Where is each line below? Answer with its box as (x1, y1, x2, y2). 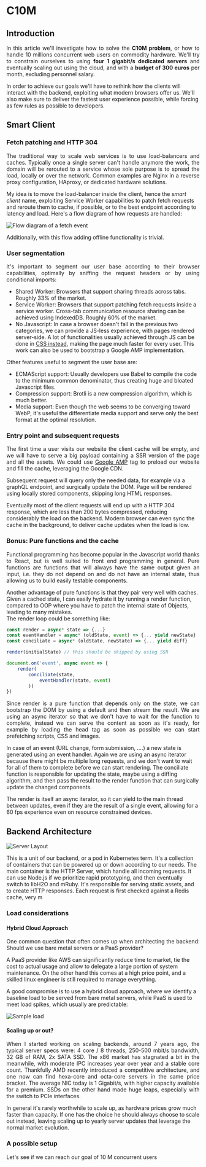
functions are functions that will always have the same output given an (6, 563, 200, 571)
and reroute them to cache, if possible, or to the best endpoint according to (6, 203, 197, 211)
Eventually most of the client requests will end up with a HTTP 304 (6, 502, 175, 509)
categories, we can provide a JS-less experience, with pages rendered (15, 327, 195, 334)
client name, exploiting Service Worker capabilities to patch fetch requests (6, 197, 194, 204)
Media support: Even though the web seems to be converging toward (15, 403, 191, 410)
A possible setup (6, 1139, 58, 1148)
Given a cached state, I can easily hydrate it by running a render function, (6, 595, 192, 603)
